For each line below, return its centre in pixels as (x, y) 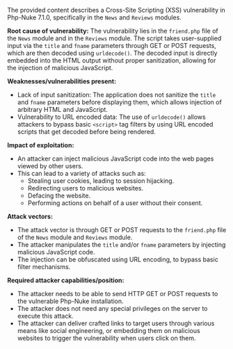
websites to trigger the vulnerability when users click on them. (106, 338)
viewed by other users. (50, 166)
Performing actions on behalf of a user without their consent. (115, 203)
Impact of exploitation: (41, 145)
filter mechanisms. (44, 267)
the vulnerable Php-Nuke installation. (70, 301)
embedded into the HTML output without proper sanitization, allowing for (112, 60)
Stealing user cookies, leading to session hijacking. (101, 181)
